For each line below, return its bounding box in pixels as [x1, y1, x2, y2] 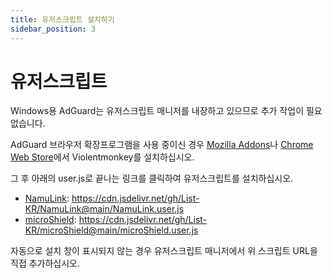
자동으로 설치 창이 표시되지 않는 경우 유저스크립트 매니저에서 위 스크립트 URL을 [10, 245, 318, 257]
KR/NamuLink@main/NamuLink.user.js [24, 203, 185, 215]
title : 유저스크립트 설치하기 [10, 14, 115, 25]
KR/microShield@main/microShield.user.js [24, 224, 199, 236]
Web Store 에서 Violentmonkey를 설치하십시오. [10, 151, 195, 163]
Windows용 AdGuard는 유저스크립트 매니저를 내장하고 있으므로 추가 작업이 [10, 105, 305, 117]
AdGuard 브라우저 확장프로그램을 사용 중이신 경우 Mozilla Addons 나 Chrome [10, 139, 314, 151]
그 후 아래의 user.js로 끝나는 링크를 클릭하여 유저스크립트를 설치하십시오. [10, 172, 294, 185]
